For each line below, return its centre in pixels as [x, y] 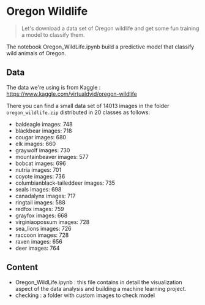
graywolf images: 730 [43, 150]
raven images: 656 [39, 241]
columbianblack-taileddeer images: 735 [65, 183]
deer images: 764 [37, 248]
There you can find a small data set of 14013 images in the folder [88, 106]
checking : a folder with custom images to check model [85, 295]
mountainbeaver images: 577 [52, 156]
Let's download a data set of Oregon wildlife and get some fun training [110, 28]
